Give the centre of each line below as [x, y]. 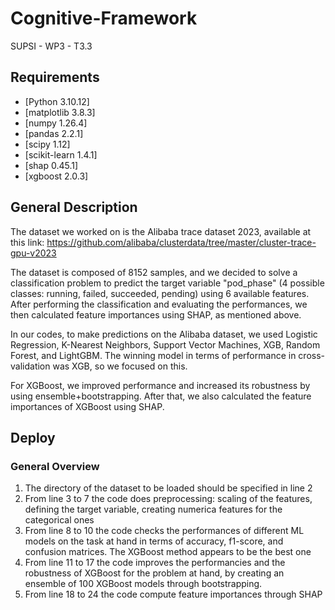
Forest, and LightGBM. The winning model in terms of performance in [153, 355]
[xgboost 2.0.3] [56, 176]
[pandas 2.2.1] [54, 133]
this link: [27, 242]
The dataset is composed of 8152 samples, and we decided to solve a [154, 272]
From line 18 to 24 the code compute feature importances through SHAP [173, 594]
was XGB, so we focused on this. [120, 366]
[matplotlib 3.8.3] [60, 112]
